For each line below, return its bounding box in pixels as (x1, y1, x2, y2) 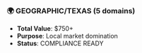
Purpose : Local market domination (16, 32, 118, 40)
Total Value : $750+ (16, 24, 73, 33)
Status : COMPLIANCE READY (16, 39, 104, 47)
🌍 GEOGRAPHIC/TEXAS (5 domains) (6, 6, 136, 15)
